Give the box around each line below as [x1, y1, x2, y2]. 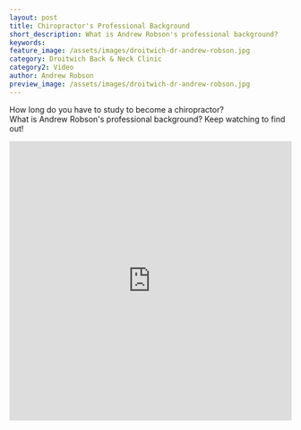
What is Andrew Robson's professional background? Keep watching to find [9, 114, 286, 124]
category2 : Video [9, 63, 74, 72]
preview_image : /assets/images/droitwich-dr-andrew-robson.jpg [9, 80, 251, 89]
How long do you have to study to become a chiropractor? [9, 104, 224, 114]
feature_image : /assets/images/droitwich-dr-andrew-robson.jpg [9, 46, 251, 55]
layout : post [9, 13, 58, 22]
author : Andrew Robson [9, 72, 94, 80]
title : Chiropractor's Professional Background [9, 21, 191, 30]
